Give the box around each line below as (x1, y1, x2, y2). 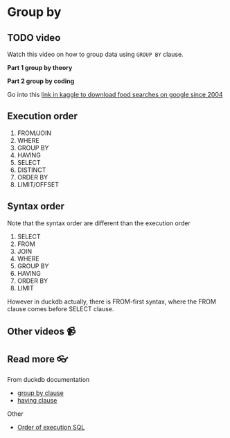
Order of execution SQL (17, 423, 85, 431)
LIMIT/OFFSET (17, 180, 59, 189)
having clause (17, 396, 57, 404)
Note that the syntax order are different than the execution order (7, 219, 191, 227)
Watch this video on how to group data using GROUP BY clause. (7, 50, 184, 58)
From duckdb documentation (7, 375, 90, 383)
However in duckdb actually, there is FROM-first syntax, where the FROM (7, 297, 217, 306)
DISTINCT (17, 166, 46, 174)
